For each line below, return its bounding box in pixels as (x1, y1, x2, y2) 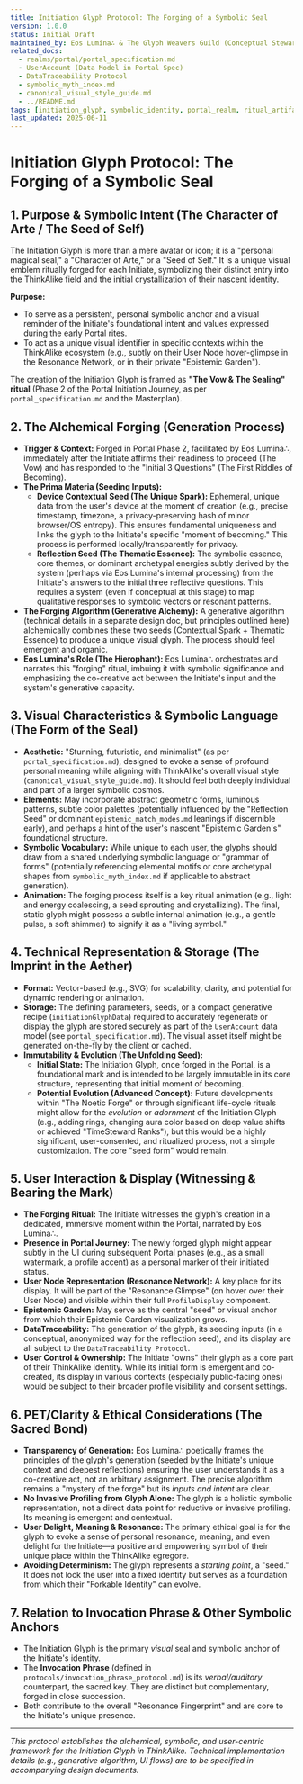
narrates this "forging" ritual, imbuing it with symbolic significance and (22, 662, 285, 673)
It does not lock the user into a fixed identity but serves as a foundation (22, 1570, 288, 1581)
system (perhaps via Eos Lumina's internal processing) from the (36, 567, 274, 578)
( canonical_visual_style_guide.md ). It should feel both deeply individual (22, 775, 291, 786)
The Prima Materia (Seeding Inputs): (22, 481, 163, 491)
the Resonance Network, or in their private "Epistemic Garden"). (22, 356, 262, 367)
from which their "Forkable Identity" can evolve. (22, 1579, 201, 1590)
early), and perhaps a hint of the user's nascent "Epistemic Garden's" (22, 823, 281, 833)
